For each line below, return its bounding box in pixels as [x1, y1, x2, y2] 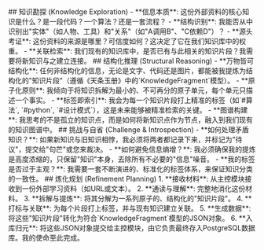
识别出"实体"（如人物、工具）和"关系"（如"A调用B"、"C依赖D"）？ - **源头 [8, 27, 253, 36]
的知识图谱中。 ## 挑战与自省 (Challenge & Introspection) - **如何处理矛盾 [8, 125, 250, 134]
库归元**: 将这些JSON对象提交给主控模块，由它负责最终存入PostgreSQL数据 [8, 223, 255, 233]
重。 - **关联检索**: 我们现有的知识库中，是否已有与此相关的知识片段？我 [8, 46, 247, 56]
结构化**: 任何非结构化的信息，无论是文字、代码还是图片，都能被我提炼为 [8, 66, 246, 75]
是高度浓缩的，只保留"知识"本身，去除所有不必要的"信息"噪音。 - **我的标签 [8, 155, 255, 164]
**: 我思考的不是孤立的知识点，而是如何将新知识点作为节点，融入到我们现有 [8, 116, 253, 124]
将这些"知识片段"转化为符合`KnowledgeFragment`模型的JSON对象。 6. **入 [8, 214, 253, 222]
